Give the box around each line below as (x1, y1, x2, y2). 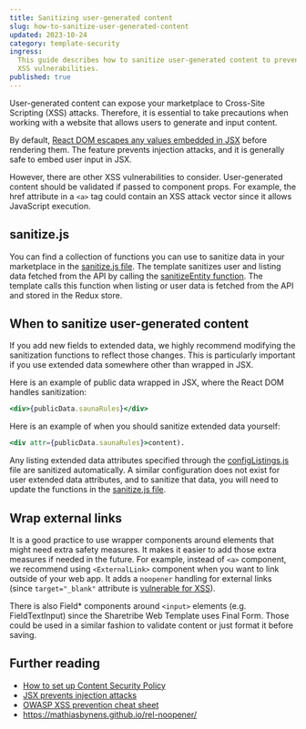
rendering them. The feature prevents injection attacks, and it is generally (9, 144, 285, 155)
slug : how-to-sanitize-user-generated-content (9, 22, 189, 31)
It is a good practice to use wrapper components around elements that (9, 534, 275, 545)
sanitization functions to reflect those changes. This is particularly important (9, 349, 296, 360)
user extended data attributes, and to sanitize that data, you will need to (9, 474, 280, 485)
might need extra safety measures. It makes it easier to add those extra (9, 543, 277, 555)
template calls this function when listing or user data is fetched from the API (9, 279, 294, 291)
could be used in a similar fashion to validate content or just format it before (9, 620, 294, 631)
